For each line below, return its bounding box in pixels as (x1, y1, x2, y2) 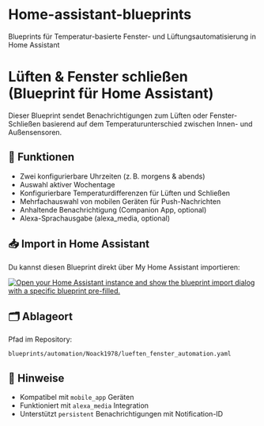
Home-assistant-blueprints (8, 6, 192, 24)
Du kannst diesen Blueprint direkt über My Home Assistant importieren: (8, 262, 240, 272)
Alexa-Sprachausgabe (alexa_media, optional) (19, 213, 170, 223)
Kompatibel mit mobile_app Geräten (19, 393, 134, 402)
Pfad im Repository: (8, 334, 73, 345)
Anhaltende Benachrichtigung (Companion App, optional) (19, 205, 207, 214)
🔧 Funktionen (8, 150, 75, 164)
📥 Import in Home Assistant (8, 237, 150, 251)
